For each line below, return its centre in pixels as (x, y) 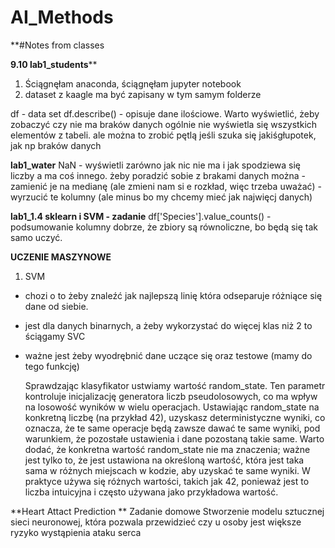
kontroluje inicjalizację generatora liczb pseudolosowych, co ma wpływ (171, 396)
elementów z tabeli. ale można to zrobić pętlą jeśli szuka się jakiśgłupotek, (163, 135)
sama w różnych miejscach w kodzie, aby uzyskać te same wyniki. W (167, 470)
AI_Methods (62, 17)
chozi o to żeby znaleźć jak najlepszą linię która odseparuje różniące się (173, 295)
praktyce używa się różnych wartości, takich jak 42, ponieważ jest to (167, 481)
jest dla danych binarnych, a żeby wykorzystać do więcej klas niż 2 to (168, 325)
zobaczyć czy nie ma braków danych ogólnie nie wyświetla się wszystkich (164, 124)
